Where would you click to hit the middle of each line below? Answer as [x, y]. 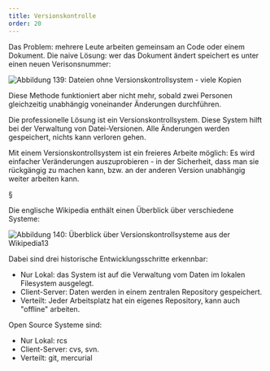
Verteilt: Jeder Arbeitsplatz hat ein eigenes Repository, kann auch [130, 300]
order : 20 [25, 24]
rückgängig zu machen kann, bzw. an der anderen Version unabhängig [127, 170]
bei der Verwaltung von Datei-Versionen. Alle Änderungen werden [119, 128]
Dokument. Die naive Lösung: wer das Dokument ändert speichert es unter [134, 55]
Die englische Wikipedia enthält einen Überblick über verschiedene [121, 210]
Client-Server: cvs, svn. [60, 349]
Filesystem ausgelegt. [57, 283]
